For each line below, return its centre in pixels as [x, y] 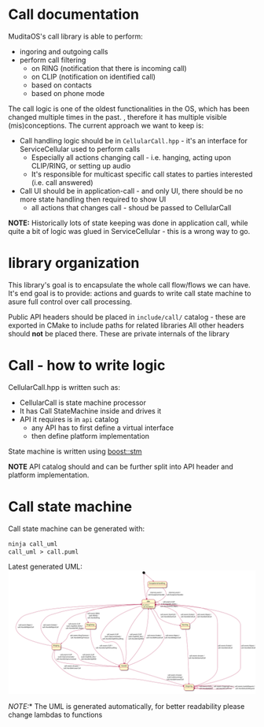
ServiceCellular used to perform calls [80, 149]
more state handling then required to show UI [93, 199]
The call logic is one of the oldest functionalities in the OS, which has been [129, 109]
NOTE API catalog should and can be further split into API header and [121, 466]
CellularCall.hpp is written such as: [64, 387]
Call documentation [74, 15]
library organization [74, 263]
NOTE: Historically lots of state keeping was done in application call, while [128, 223]
